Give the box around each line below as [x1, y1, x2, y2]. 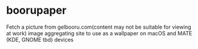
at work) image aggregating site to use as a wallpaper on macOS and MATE [6, 29, 193, 36]
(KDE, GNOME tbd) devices [6, 36, 74, 43]
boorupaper [6, 4, 67, 17]
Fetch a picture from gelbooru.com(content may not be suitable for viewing [6, 23, 191, 30]
